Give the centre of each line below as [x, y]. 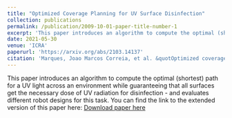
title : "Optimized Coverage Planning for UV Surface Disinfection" [106, 13]
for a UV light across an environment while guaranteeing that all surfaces [111, 85]
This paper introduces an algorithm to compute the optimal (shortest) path [113, 78]
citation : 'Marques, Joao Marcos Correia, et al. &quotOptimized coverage [117, 59]
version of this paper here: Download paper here [77, 107]
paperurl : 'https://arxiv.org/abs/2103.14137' [75, 52]
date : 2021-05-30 [32, 39]
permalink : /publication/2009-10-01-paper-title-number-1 [92, 26]
